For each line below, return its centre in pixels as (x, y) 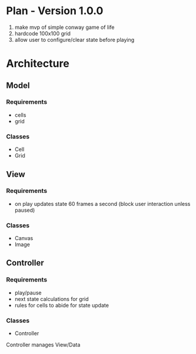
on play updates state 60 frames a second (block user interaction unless (102, 204)
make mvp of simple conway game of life (64, 27)
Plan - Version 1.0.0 (55, 11)
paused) (25, 210)
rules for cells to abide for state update (62, 305)
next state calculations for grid (52, 299)
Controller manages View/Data (43, 345)
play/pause (28, 293)
